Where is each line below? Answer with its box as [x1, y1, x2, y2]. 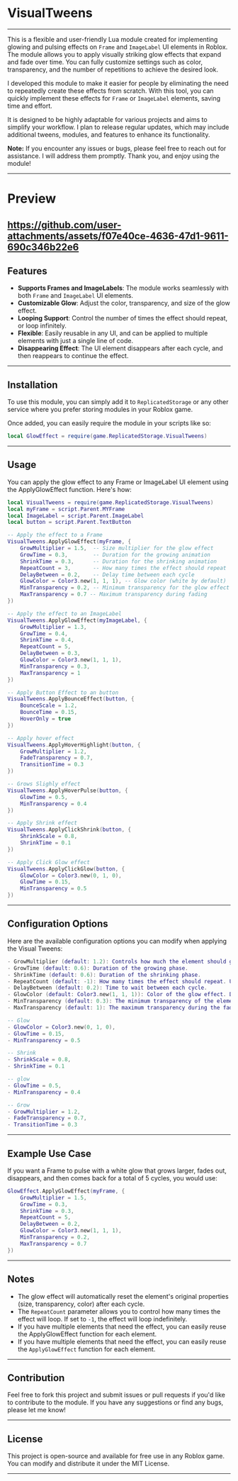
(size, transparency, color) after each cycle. [17, 1300, 145, 1308]
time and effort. [7, 101, 53, 110]
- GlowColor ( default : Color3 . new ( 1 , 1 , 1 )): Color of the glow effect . [7, 991, 227, 998]
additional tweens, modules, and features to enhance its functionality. [7, 130, 210, 139]
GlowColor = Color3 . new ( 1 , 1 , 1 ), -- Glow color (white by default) [20, 578, 227, 585]
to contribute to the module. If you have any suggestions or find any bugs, [7, 1398, 224, 1407]
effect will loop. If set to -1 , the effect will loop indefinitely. [17, 1314, 188, 1323]
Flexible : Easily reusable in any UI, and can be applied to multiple [17, 329, 208, 337]
